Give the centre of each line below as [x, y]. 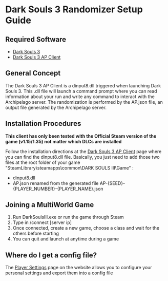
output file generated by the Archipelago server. [56, 107]
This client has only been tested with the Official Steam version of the [81, 136]
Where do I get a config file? [51, 255]
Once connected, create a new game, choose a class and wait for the [86, 228]
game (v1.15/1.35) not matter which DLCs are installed [64, 141]
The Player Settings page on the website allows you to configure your [79, 268]
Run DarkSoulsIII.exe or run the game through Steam [68, 217]
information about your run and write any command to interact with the [80, 97]
